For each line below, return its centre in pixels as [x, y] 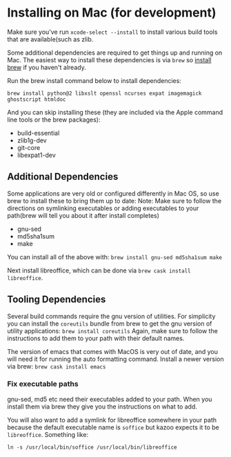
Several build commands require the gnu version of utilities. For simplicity [111, 316]
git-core [29, 147]
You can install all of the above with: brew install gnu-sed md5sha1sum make [115, 257]
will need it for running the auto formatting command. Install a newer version [115, 359]
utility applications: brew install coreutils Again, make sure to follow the [113, 330]
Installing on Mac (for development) [112, 13]
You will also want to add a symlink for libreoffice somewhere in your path [112, 420]
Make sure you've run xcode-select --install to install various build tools [112, 32]
